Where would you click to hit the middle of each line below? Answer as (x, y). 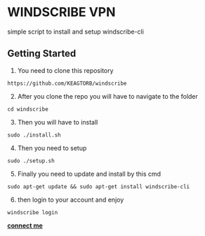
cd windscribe (28, 109)
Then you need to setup (52, 148)
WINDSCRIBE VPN (61, 12)
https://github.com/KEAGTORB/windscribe (67, 83)
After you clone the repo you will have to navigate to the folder (108, 96)
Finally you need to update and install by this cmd (89, 174)
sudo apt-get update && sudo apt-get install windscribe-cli (99, 186)
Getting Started (42, 54)
